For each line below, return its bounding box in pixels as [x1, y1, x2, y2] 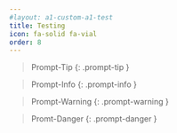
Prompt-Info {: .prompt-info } [30, 79, 138, 90]
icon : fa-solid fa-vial [9, 29, 98, 38]
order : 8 [9, 37, 42, 47]
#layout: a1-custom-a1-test [9, 12, 114, 22]
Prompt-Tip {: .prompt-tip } [30, 62, 130, 73]
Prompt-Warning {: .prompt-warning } [30, 97, 169, 107]
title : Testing [9, 21, 66, 30]
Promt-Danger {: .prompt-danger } [30, 113, 157, 124]
